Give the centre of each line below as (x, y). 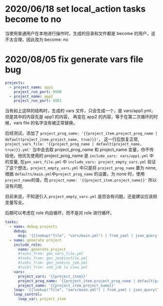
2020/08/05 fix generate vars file (74, 60)
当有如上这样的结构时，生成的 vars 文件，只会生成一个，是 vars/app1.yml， (80, 111)
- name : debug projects (33, 227)
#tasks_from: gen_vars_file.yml (50, 254)
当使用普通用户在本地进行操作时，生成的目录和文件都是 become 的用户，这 (80, 33)
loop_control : (28, 295)
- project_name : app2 (31, 96)
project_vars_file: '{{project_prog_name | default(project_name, (73, 144)
